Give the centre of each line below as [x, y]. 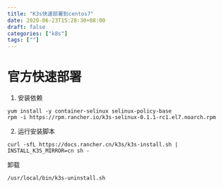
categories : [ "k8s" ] [38, 33]
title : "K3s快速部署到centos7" [50, 14]
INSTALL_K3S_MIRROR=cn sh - [49, 151]
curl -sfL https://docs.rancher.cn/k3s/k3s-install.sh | [93, 145]
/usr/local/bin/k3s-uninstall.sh [56, 178]
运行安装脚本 [36, 132]
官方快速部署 [45, 77]
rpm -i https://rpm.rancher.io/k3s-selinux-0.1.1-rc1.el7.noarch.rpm [112, 118]
